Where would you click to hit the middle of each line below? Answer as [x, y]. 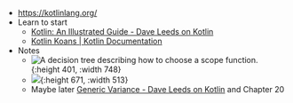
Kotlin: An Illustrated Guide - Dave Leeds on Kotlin [122, 32]
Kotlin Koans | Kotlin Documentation [96, 41]
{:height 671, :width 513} [84, 80]
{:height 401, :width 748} [76, 69]
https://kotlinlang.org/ [57, 13]
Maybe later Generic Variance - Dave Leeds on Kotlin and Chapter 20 [158, 89]
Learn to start [43, 22]
